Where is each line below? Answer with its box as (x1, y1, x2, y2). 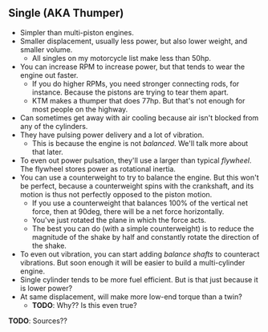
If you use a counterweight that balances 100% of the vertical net (31, 198, 249, 208)
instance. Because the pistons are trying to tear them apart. (31, 87, 229, 97)
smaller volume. (19, 44, 73, 55)
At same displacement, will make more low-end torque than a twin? (19, 292, 242, 302)
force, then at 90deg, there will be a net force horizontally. (31, 206, 225, 216)
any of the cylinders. (19, 121, 88, 131)
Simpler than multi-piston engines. (19, 27, 134, 37)
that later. (31, 147, 64, 156)
